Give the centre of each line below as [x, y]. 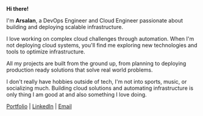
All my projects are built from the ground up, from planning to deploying [96, 63]
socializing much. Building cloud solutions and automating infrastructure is [100, 88]
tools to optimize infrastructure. [46, 52]
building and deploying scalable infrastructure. [65, 27]
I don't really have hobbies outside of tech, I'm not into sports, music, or [97, 82]
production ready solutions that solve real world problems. [80, 70]
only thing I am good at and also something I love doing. [77, 94]
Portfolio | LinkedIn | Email [39, 106]
